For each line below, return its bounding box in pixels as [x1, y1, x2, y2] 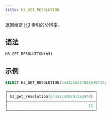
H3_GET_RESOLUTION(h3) [5, 51, 53, 57]
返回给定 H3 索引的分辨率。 [5, 22, 62, 28]
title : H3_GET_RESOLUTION [5, 7, 59, 13]
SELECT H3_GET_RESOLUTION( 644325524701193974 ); [5, 80, 107, 85]
